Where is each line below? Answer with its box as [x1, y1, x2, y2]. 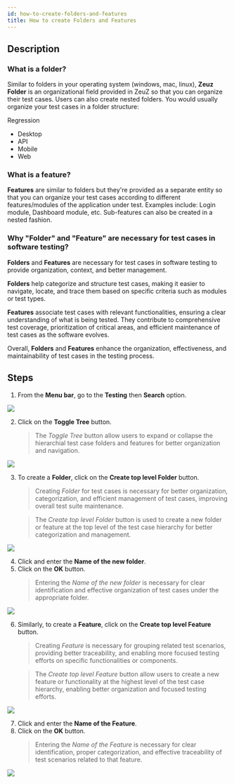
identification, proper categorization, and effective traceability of [34, 747, 223, 756]
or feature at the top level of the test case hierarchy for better [34, 523, 213, 531]
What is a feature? [7, 170, 72, 180]
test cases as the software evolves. [7, 330, 110, 339]
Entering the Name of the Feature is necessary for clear [34, 740, 197, 749]
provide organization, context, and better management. [7, 266, 167, 274]
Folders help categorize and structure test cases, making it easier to [7, 279, 205, 287]
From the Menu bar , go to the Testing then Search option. [17, 390, 187, 399]
